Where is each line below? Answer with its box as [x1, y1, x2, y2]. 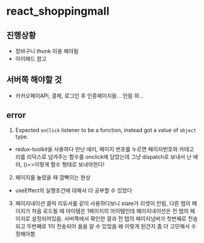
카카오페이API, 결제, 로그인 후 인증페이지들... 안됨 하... [15, 92, 144, 99]
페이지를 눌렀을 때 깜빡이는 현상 [15, 173, 90, 181]
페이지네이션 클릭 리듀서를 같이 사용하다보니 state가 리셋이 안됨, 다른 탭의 [15, 200, 191, 207]
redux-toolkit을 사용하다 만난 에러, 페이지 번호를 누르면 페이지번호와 [15, 145, 178, 153]
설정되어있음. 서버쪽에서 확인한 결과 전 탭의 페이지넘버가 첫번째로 [31, 215, 187, 222]
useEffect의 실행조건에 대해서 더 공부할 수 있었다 [15, 186, 133, 194]
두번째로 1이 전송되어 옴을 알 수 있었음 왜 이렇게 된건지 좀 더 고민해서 [26, 222, 190, 230]
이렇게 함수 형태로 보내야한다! [34, 161, 105, 168]
